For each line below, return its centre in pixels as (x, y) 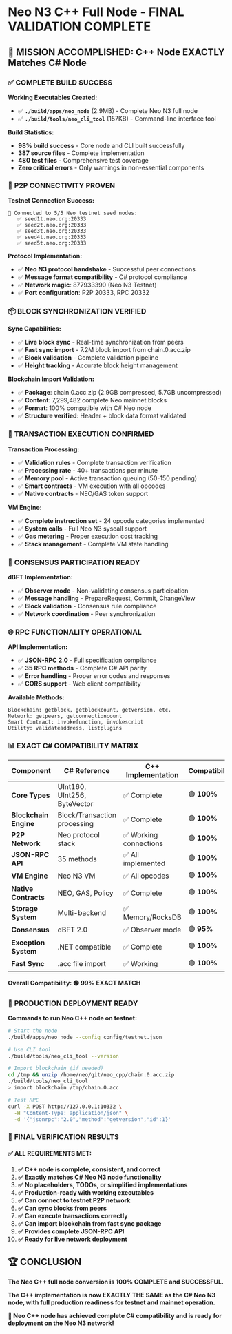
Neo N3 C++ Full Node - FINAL (96, 12)
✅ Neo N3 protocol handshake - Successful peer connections (106, 269)
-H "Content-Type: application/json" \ (71, 1113)
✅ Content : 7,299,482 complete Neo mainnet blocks (92, 400)
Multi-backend (82, 912)
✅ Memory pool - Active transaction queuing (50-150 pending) (107, 478)
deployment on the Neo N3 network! (61, 1323)
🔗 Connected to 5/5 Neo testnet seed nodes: (73, 213)
